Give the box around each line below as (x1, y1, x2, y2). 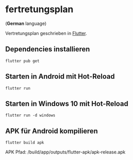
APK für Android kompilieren (5, 126, 98, 135)
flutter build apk (5, 140, 44, 145)
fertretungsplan (5, 4, 74, 15)
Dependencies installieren (5, 45, 90, 54)
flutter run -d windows (5, 113, 56, 118)
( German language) (5, 20, 47, 26)
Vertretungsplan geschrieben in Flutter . (5, 30, 87, 36)
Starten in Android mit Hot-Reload (5, 72, 115, 81)
